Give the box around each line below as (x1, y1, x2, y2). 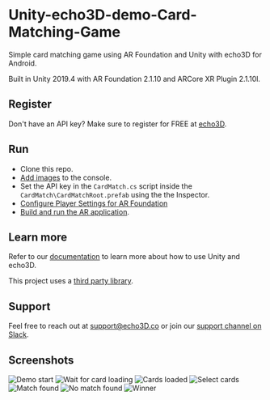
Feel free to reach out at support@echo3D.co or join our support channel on (8, 321, 262, 331)
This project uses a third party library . (8, 276, 133, 286)
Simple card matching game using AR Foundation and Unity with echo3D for (8, 49, 263, 59)
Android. (8, 58, 37, 68)
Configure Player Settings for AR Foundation (19, 198, 168, 208)
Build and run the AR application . (19, 206, 129, 216)
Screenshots (8, 353, 74, 367)
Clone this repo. (19, 164, 74, 173)
